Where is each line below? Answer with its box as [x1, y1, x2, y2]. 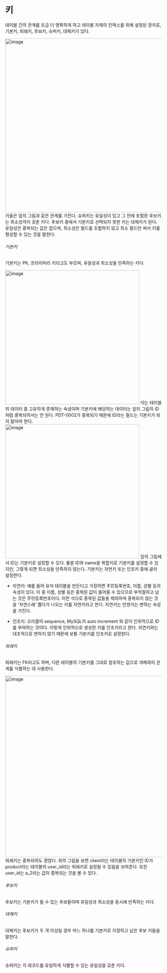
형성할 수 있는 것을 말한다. [5, 231, 56, 237]
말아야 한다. [10, 419, 33, 425]
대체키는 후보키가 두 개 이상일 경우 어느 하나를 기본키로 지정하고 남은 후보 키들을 [5, 927, 161, 933]
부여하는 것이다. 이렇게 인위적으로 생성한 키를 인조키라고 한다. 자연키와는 [17, 625, 159, 631]
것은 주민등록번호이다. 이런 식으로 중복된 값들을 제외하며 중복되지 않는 [17, 595, 153, 601]
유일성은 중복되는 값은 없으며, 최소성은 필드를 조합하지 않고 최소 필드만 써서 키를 [5, 225, 161, 231]
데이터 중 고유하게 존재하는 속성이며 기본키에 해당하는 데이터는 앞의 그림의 [10, 406, 154, 412]
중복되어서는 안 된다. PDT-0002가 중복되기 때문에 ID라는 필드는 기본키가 [14, 412, 156, 418]
